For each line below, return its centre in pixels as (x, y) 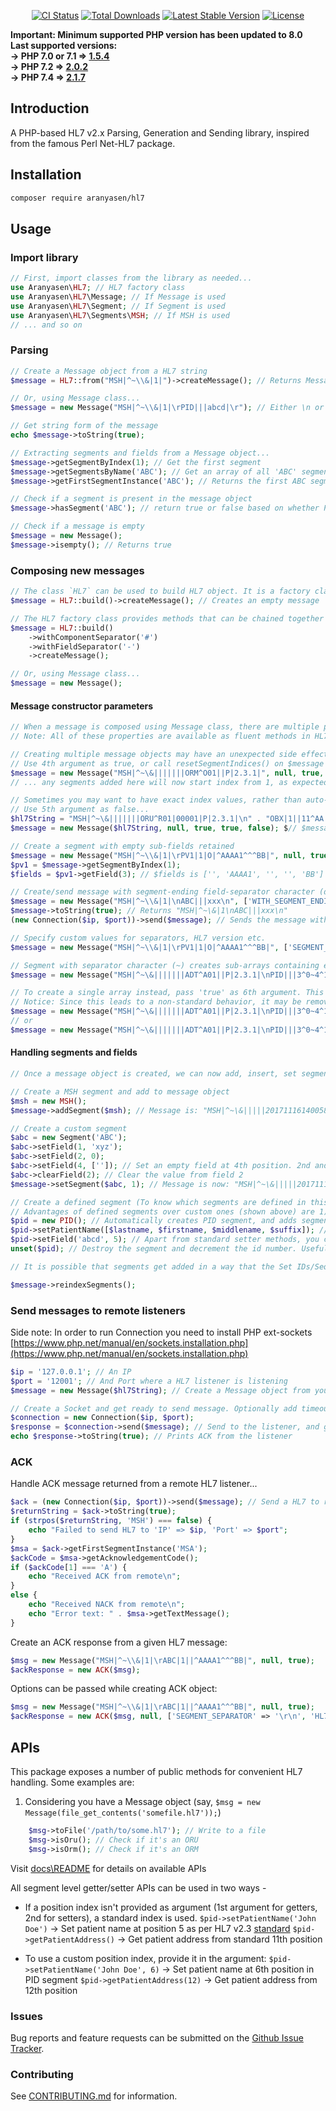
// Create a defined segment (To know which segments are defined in (158, 1202)
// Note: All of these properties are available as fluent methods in (160, 736)
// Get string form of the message (84, 426)
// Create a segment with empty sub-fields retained (122, 846)
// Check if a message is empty (77, 526)
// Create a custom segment (69, 1128)
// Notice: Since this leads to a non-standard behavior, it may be (156, 1002)
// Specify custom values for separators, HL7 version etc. (138, 938)
